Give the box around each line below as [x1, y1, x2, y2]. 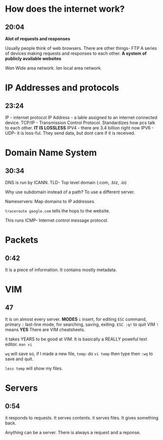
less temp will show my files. [5, 365, 63, 371]
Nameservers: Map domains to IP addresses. [5, 199, 96, 204]
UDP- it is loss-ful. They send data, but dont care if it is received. [5, 130, 136, 136]
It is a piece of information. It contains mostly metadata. [5, 267, 117, 272]
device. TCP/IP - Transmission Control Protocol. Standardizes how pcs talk [5, 120, 155, 126]
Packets [5, 234, 39, 246]
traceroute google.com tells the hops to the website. [5, 208, 110, 213]
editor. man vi [5, 341, 33, 347]
